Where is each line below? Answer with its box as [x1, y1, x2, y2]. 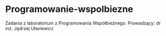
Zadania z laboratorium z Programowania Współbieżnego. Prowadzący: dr [5, 20, 161, 26]
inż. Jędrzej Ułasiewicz [5, 25, 54, 31]
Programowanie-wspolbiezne [5, 3, 133, 15]
